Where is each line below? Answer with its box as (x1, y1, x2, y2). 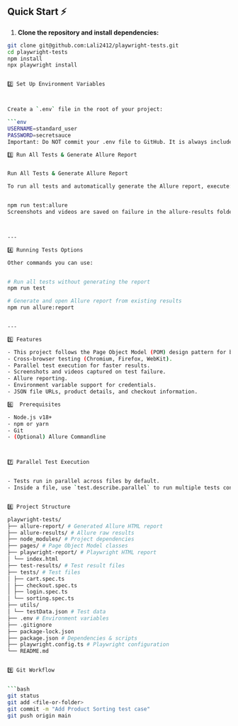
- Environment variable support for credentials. (7, 382, 157, 389)
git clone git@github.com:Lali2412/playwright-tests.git (7, 42, 179, 49)
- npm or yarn (7, 420, 50, 427)
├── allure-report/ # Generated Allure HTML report (7, 523, 163, 530)
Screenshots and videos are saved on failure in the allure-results (7, 208, 214, 216)
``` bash (7, 686, 30, 693)
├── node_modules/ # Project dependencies (7, 535, 135, 543)
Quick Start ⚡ (7, 6, 67, 18)
